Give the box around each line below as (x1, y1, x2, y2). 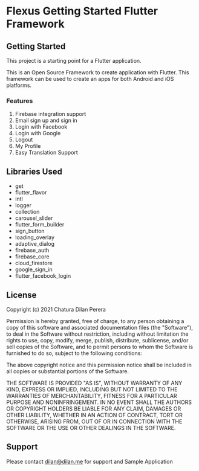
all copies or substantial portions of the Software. (6, 367, 129, 375)
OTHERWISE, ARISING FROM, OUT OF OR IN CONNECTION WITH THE (6, 418, 183, 425)
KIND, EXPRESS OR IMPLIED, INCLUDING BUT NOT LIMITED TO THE (6, 385, 178, 393)
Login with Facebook (15, 123, 68, 130)
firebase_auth (15, 246, 50, 254)
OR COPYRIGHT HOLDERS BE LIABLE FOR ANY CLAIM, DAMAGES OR (6, 405, 181, 412)
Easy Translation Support (15, 149, 79, 156)
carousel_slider (15, 214, 53, 222)
